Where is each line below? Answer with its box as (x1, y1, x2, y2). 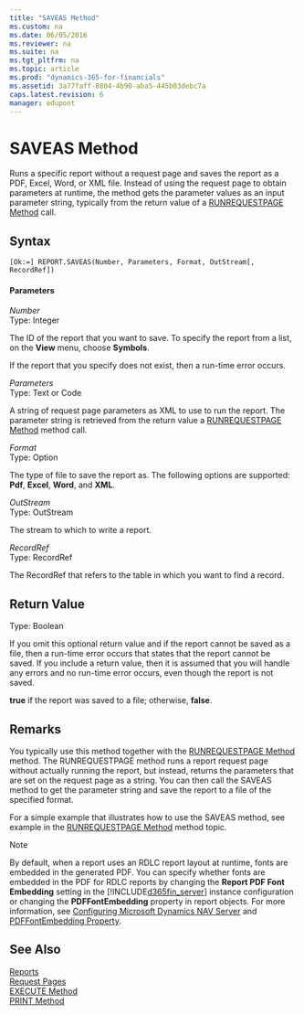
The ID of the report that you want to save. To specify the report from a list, (9, 333, 292, 344)
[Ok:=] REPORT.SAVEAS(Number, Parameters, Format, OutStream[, (9, 258, 256, 267)
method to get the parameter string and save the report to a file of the (9, 784, 272, 796)
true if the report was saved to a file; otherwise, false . (9, 695, 213, 706)
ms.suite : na (9, 48, 59, 57)
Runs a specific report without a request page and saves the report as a (9, 168, 279, 179)
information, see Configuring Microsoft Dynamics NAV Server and (9, 905, 257, 916)
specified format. (9, 794, 75, 805)
